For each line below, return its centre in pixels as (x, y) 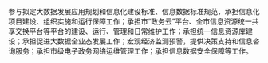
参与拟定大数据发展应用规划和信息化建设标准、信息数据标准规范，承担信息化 (134, 11)
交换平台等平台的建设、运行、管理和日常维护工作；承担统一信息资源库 (130, 31)
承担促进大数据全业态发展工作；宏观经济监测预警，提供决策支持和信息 (137, 41)
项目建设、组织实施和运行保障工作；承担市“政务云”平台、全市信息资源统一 (130, 21)
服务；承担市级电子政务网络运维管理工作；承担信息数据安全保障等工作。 (134, 51)
